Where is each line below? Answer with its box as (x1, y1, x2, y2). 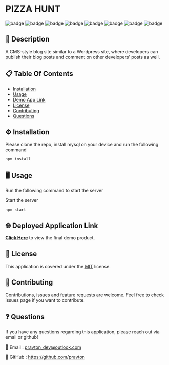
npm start (5, 207, 27, 213)
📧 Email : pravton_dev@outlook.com (5, 344, 82, 350)
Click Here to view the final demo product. (5, 235, 95, 241)
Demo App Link (12, 96, 46, 103)
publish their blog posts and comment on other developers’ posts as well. (5, 54, 160, 60)
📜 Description (5, 35, 50, 44)
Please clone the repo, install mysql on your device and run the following (5, 141, 159, 148)
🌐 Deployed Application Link (5, 221, 98, 230)
